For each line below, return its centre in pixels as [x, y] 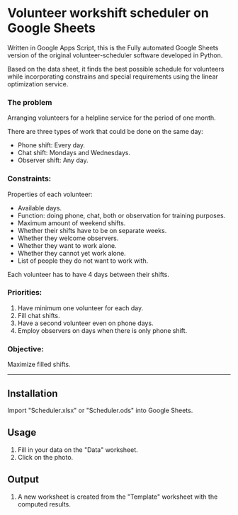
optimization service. [38, 84]
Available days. [40, 208]
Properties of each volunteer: [50, 194]
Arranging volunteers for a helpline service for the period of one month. [112, 118]
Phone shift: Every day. [51, 145]
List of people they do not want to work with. [83, 261]
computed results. [44, 504]
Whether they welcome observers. [68, 238]
